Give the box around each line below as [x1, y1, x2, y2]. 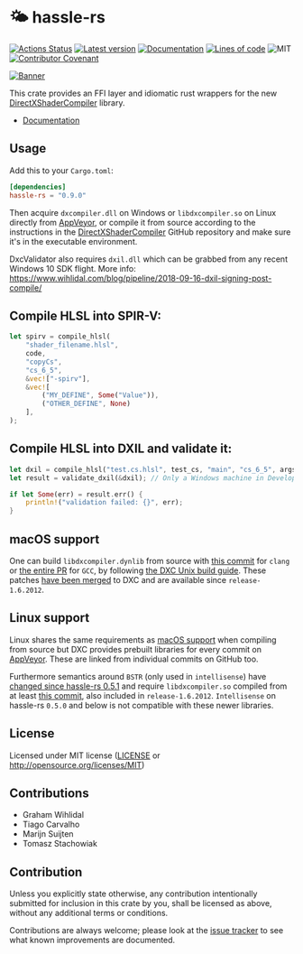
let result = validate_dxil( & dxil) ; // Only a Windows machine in [9, 473, 264, 483]
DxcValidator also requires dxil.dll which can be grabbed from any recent [9, 254, 289, 264]
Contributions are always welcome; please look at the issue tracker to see [9, 925, 284, 936]
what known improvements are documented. [9, 935, 176, 946]
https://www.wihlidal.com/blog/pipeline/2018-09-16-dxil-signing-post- [9, 273, 272, 283]
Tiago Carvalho [22, 819, 80, 830]
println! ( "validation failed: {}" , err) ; [25, 498, 183, 507]
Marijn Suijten [22, 829, 74, 839]
